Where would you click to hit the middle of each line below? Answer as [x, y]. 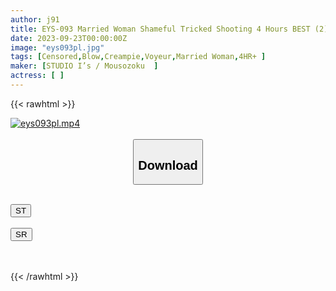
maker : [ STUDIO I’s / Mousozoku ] [84, 66]
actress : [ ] [37, 76]
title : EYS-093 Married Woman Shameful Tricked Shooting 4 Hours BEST [160, 29]
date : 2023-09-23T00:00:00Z [69, 38]
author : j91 [35, 19]
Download [168, 165]
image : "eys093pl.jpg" [57, 47]
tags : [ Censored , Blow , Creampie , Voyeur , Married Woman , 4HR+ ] [138, 57]
